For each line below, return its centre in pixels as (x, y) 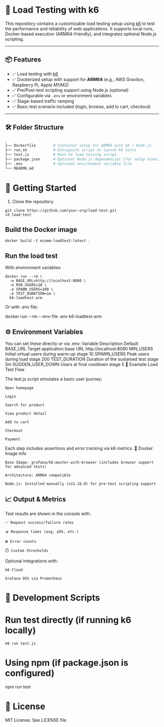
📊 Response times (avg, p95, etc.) (42, 532)
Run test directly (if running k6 (68, 620)
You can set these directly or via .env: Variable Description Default (72, 343)
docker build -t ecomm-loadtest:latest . (48, 241)
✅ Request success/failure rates (40, 522)
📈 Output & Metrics (36, 500)
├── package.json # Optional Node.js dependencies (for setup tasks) (83, 159)
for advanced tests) (26, 467)
